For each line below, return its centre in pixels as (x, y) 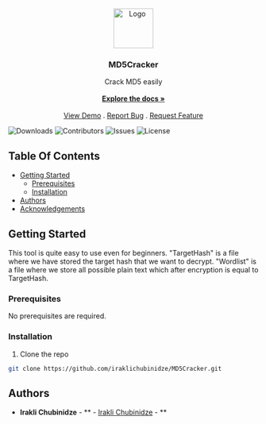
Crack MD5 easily (133, 82)
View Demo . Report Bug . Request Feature (133, 116)
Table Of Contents (54, 156)
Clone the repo (44, 354)
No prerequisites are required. (58, 316)
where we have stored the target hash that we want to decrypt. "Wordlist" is (132, 261)
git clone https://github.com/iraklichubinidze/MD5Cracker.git (115, 368)
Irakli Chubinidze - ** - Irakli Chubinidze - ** (93, 412)
